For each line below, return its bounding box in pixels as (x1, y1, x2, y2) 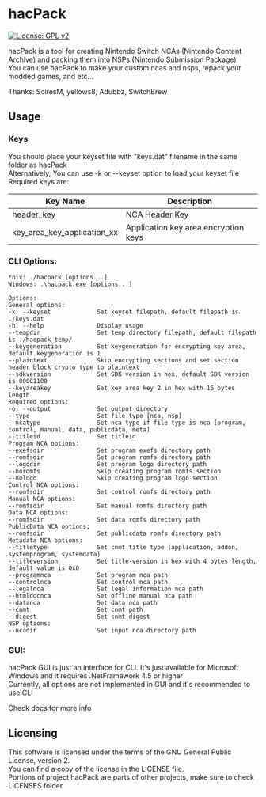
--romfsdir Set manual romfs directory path (8, 502, 207, 510)
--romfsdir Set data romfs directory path (8, 515, 200, 523)
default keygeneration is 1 (8, 349, 101, 357)
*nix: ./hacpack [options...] (8, 273, 108, 281)
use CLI (8, 688, 33, 697)
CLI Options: (8, 255, 58, 266)
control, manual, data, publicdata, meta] (8, 425, 150, 434)
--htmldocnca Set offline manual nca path (8, 591, 193, 600)
